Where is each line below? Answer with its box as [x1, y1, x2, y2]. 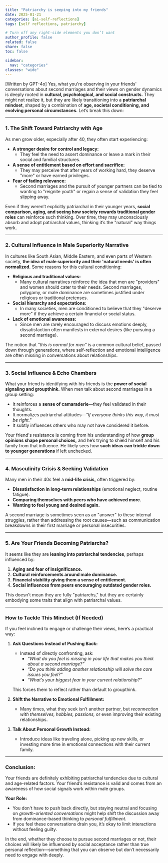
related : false [5, 40, 37, 45]
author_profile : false [5, 35, 52, 40]
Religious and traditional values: [12, 273, 81, 279]
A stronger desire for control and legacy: [12, 146, 99, 152]
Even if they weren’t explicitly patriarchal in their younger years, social [5, 203, 150, 209]
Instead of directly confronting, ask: [19, 650, 93, 656]
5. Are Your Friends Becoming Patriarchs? [5, 540, 109, 547]
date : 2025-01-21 [5, 12, 41, 17]
